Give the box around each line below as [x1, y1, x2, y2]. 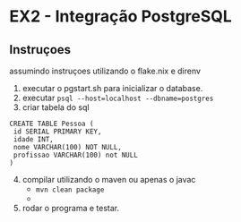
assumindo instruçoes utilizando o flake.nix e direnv [9, 65, 202, 76]
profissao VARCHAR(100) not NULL [13, 150, 139, 159]
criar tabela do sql [22, 102, 90, 113]
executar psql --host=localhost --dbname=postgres [22, 92, 214, 103]
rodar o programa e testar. [22, 203, 120, 213]
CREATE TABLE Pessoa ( [9, 119, 94, 128]
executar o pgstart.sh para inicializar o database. [22, 83, 203, 93]
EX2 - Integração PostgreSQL [9, 6, 233, 27]
